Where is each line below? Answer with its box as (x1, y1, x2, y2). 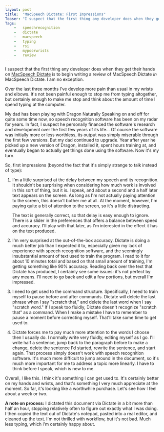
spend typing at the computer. (5, 101, 66, 108)
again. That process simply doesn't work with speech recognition (12, 350, 144, 356)
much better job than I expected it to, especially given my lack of (12, 243, 143, 249)
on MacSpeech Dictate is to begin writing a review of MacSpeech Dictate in (5, 72, 157, 77)
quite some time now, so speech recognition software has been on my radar (5, 116, 158, 122)
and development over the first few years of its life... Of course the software (5, 127, 158, 133)
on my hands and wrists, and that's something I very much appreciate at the (5, 381, 158, 386)
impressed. (12, 279, 35, 285)
